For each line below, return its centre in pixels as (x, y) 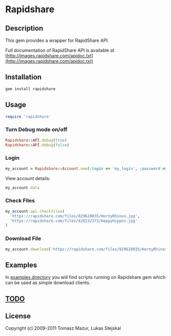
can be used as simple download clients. (48, 283)
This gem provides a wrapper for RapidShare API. (57, 40)
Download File (23, 239)
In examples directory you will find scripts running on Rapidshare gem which (85, 277)
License (18, 316)
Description (24, 28)
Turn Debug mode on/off (36, 130)
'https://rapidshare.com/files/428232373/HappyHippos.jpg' (74, 221)
